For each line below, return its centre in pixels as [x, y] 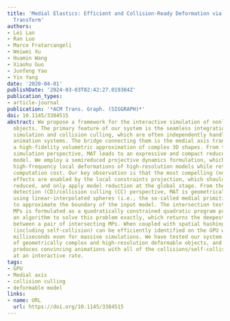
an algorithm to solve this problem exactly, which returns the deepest [119, 217]
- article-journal [33, 103]
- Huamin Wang [27, 58]
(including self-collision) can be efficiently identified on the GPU [116, 230]
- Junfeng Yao [27, 71]
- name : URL [24, 300]
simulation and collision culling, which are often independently [110, 134]
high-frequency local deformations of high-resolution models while [113, 166]
